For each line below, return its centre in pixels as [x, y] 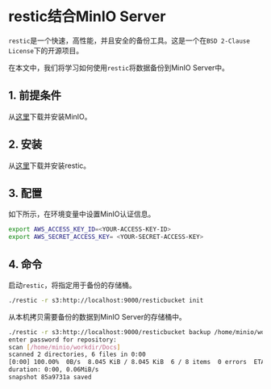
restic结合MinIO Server [87, 17]
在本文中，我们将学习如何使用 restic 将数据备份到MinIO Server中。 [119, 67]
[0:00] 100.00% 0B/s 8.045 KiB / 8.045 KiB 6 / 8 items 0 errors [128, 362]
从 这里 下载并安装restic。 [50, 165]
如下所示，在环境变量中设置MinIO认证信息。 [82, 214]
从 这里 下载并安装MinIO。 [50, 116]
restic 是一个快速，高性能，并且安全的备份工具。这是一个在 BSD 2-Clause [129, 40]
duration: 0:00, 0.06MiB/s [54, 370]
